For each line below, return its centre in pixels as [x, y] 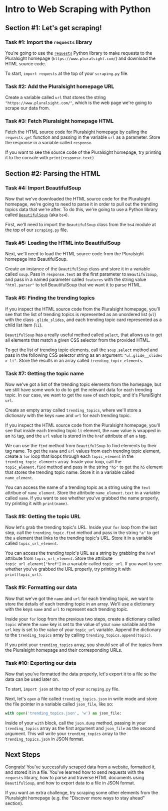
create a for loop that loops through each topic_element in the [69, 456]
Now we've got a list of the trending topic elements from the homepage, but [83, 384]
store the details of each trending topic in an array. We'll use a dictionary [80, 603]
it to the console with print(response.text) [50, 158]
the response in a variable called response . [49, 143]
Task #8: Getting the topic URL [43, 516]
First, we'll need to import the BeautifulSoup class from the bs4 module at [81, 225]
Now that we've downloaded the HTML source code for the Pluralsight [78, 199]
